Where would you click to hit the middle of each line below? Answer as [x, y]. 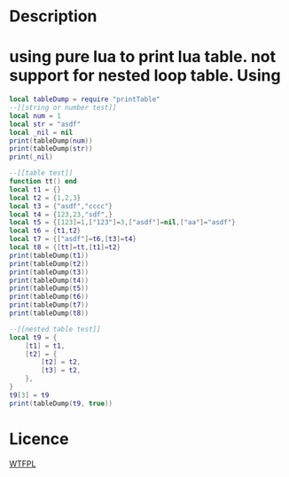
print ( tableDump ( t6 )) [49, 297]
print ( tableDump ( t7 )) [49, 305]
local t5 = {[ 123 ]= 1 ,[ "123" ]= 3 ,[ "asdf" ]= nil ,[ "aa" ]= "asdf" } [123, 223]
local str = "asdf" [45, 124]
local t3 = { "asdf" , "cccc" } [61, 206]
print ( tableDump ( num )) [51, 141]
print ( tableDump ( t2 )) [49, 263]
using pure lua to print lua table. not [143, 57]
